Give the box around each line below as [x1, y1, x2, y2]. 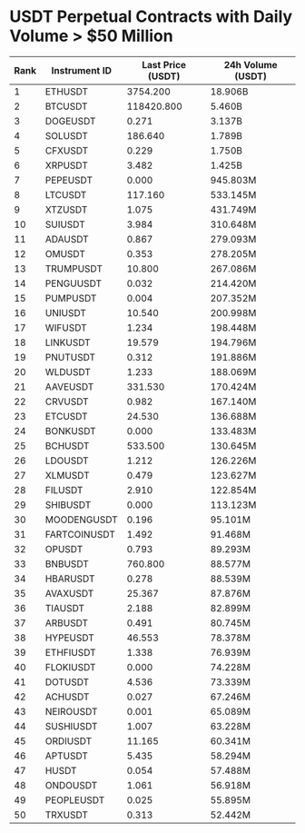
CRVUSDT [44, 395, 89, 408]
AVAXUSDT [44, 587, 94, 600]
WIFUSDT [44, 321, 88, 333]
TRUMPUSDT [44, 262, 103, 274]
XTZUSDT [44, 203, 88, 215]
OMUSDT [44, 247, 86, 260]
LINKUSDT [44, 336, 91, 349]
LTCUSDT [44, 188, 87, 201]
